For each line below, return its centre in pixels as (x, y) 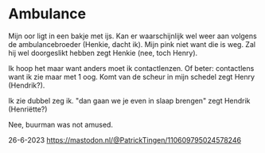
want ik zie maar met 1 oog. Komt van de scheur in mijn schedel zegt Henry (132, 76)
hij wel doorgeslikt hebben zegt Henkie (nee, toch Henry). (103, 53)
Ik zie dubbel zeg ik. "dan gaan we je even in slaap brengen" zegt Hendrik (129, 100)
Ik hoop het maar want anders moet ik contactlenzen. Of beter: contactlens (131, 68)
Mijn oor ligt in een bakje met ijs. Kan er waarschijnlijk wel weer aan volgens (132, 36)
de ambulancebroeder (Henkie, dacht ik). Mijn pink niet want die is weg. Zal (132, 44)
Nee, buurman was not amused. (61, 124)
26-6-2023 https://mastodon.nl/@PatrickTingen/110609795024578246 (125, 139)
